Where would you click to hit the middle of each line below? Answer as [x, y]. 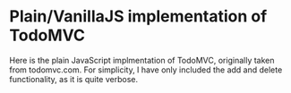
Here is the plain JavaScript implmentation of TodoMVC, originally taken [142, 60]
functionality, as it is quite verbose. [74, 79]
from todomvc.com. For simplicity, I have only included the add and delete [146, 70]
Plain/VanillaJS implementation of [138, 17]
